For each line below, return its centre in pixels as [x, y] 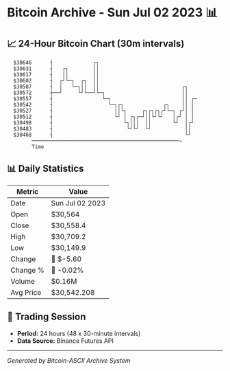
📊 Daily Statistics [46, 169]
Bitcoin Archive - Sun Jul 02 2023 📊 [112, 13]
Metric [28, 191]
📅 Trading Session [47, 317]
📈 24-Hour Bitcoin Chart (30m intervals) [96, 44]
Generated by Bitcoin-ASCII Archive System [69, 360]
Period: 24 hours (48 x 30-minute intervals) [79, 333]
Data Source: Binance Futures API [65, 341]
